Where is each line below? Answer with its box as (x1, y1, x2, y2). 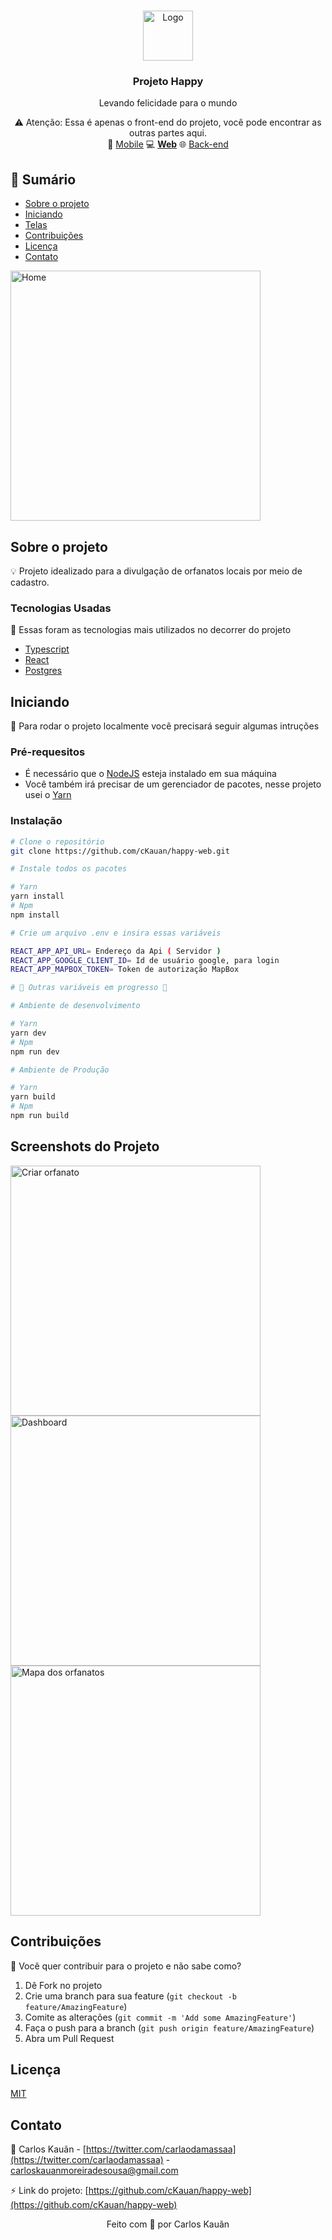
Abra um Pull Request (24, 2032, 115, 2044)
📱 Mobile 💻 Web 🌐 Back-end (107, 138, 229, 150)
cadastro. (10, 576, 50, 588)
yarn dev (10, 1028, 47, 1038)
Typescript (24, 643, 70, 655)
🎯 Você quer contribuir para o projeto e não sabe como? (10, 1960, 242, 1972)
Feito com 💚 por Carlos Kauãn (106, 2218, 230, 2230)
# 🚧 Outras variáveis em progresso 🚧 (10, 983, 168, 993)
